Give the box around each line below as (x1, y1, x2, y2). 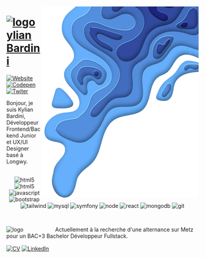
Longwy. (6, 158, 28, 165)
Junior (20, 131, 37, 139)
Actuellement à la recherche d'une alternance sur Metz (55, 226, 194, 233)
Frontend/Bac (6, 125, 41, 133)
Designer (6, 144, 29, 152)
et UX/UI (6, 138, 28, 146)
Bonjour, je (6, 99, 34, 106)
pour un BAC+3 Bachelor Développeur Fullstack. (6, 232, 128, 240)
